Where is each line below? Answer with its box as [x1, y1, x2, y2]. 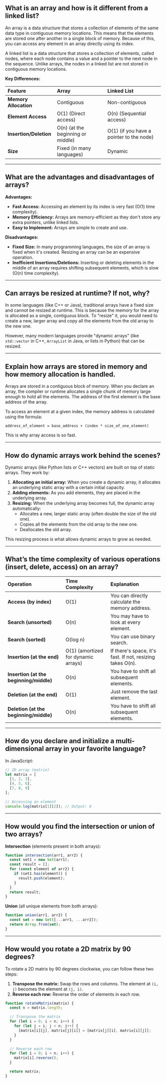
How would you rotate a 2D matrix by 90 [5, 945, 131, 953]
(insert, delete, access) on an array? [5, 563, 119, 571]
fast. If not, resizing [110, 653, 155, 660]
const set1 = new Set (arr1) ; [9, 857, 70, 863]
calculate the [110, 598, 141, 605]
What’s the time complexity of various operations [5, 555, 161, 564]
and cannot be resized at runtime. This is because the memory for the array [5, 307, 159, 314]
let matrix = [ [5, 772, 37, 777]
